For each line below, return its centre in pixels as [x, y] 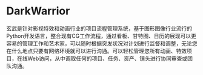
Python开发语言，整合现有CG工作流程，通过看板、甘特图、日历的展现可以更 [101, 36]
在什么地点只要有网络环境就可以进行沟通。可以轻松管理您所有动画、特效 [96, 51]
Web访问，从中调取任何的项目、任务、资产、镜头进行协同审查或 [107, 58]
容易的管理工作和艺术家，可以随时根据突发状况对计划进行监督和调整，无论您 [102, 43]
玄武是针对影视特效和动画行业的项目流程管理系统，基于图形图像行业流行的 [99, 28]
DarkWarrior [38, 11]
